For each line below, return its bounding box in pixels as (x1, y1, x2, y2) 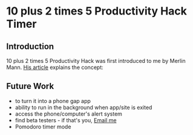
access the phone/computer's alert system (15, 110, 123, 117)
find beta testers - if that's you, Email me (15, 116, 117, 123)
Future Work (6, 81, 54, 91)
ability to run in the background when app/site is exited (15, 104, 152, 111)
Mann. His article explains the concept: (6, 64, 104, 71)
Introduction (6, 41, 54, 51)
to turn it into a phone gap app (15, 97, 91, 104)
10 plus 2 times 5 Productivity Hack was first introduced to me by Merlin (6, 58, 186, 64)
